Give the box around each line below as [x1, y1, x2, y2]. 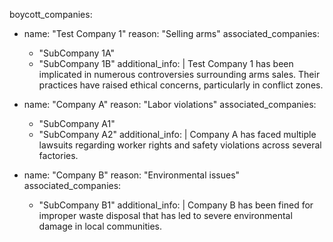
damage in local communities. [38, 220, 162, 232]
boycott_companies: [9, 9, 93, 20]
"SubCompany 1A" [38, 47, 116, 59]
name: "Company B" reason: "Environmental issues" [23, 169, 241, 181]
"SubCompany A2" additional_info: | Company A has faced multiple [38, 129, 317, 140]
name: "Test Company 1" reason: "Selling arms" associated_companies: [23, 28, 320, 39]
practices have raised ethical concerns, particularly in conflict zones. [38, 79, 324, 91]
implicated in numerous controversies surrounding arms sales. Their [38, 69, 321, 80]
